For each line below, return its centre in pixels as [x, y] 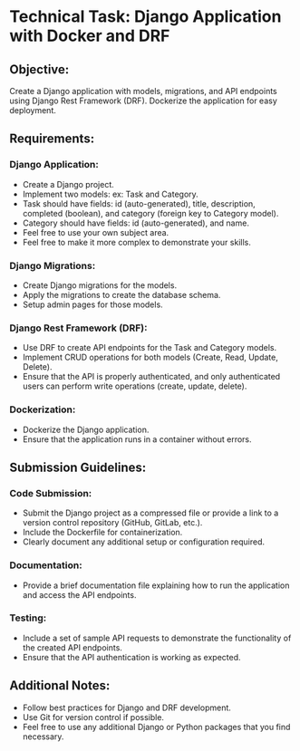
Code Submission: [51, 493]
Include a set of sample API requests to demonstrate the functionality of [157, 638]
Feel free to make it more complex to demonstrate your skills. [136, 242]
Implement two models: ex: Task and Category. [111, 194]
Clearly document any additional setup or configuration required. [144, 542]
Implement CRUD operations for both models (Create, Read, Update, [150, 357]
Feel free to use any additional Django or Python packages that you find [156, 727]
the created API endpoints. [72, 647]
